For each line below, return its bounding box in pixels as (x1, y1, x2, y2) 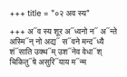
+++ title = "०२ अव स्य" (9, 8, 91, 18)
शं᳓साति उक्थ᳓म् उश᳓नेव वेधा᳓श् (9, 46, 103, 57)
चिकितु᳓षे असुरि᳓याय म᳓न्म (9, 56, 87, 67)
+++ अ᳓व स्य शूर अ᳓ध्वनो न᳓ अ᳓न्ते (9, 26, 118, 36)
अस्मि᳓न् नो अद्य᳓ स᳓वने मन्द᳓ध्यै (9, 36, 104, 46)
